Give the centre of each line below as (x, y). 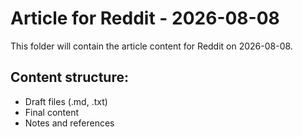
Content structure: (69, 77)
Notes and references (69, 123)
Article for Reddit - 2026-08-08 (145, 18)
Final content (52, 112)
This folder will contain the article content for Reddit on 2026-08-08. (151, 46)
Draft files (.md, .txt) (66, 101)
